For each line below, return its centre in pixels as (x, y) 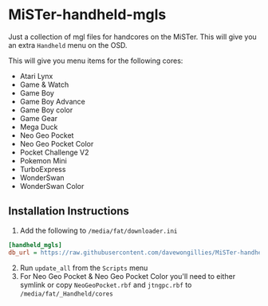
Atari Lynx (36, 76)
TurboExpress (43, 169)
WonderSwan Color (52, 186)
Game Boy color (46, 110)
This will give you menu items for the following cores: (96, 61)
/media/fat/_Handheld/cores (66, 294)
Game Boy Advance (52, 101)
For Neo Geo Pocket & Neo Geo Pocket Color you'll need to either (128, 276)
